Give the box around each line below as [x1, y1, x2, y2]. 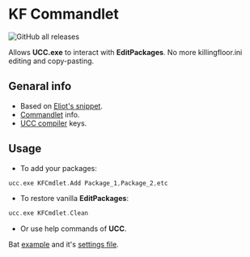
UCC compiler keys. [19, 118, 87, 128]
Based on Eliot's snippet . [19, 101, 104, 110]
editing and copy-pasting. [8, 56, 95, 66]
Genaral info [8, 79, 72, 93]
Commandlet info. [19, 109, 80, 119]
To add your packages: [19, 163, 97, 173]
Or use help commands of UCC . [19, 224, 127, 233]
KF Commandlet [8, 5, 120, 24]
